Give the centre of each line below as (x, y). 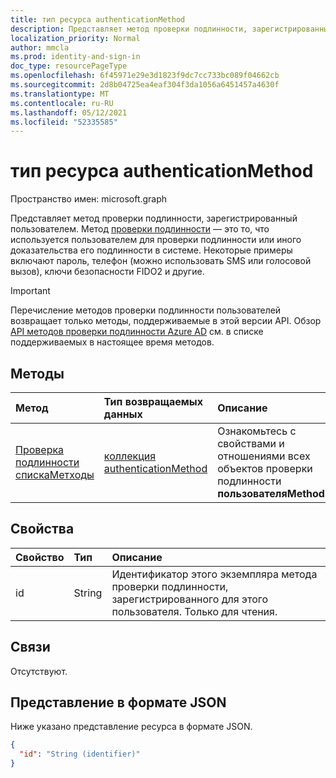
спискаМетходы (55, 474)
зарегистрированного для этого (190, 599)
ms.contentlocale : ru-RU (62, 103)
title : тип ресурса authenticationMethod (98, 19)
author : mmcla (40, 47)
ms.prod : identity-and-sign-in (75, 57)
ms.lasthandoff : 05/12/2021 (69, 112)
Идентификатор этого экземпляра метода (214, 574)
